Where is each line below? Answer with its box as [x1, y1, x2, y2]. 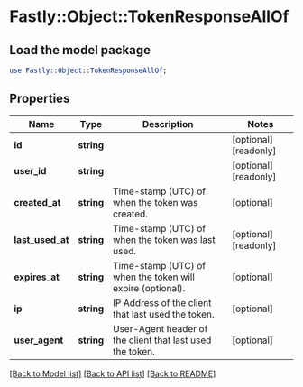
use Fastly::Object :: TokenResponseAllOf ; [9, 66, 168, 75]
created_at [14, 196, 61, 208]
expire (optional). [112, 281, 186, 294]
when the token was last [112, 233, 216, 245]
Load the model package [9, 42, 151, 58]
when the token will [112, 271, 196, 283]
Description [142, 117, 194, 130]
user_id [14, 164, 47, 177]
